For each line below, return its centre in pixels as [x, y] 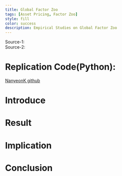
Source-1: [15, 42]
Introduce [25, 101]
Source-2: [15, 47]
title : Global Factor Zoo [31, 10]
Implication [28, 145]
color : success [21, 23]
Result [18, 123]
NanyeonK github [23, 81]
